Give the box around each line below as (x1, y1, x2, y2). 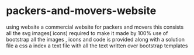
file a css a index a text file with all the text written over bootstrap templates (6, 42, 188, 49)
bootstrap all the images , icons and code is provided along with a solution (6, 36, 185, 43)
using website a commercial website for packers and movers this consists (6, 23, 184, 30)
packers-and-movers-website (6, 4, 157, 18)
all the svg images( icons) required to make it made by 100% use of (6, 29, 168, 36)
